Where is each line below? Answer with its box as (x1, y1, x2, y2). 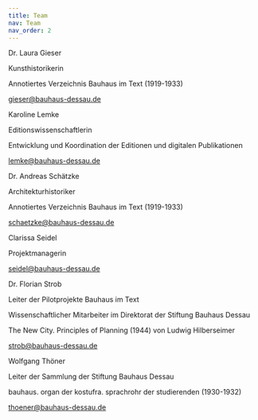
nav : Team (8, 19, 41, 27)
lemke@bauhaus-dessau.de (8, 156, 101, 165)
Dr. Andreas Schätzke (8, 172, 80, 181)
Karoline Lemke (8, 110, 60, 119)
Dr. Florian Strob (8, 279, 62, 289)
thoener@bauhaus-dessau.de (8, 402, 107, 412)
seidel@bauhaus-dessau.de (8, 264, 101, 274)
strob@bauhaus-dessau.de (8, 341, 98, 351)
